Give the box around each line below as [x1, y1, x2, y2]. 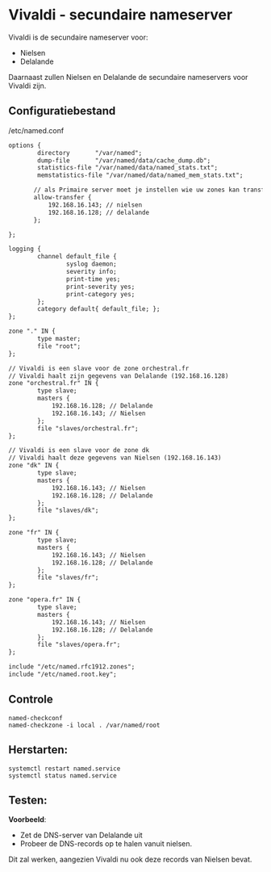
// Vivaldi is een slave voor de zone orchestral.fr [8, 364, 190, 372]
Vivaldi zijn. [8, 81, 47, 90]
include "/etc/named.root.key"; [8, 670, 117, 678]
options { [8, 141, 42, 149]
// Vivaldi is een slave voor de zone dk [8, 446, 150, 455]
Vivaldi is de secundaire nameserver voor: [8, 32, 148, 42]
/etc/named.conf [8, 125, 65, 135]
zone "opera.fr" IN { [8, 596, 81, 604]
